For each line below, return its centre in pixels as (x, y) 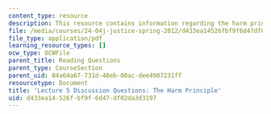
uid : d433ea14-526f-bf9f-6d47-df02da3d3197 (83, 98)
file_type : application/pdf (56, 38)
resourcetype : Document (48, 83)
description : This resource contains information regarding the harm (128, 23)
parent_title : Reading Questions (65, 61)
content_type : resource (48, 16)
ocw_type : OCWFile (39, 53)
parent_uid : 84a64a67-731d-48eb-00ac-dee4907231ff (95, 75)
